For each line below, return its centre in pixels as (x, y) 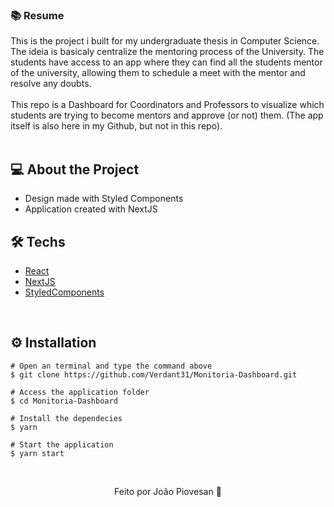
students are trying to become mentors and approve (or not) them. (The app (167, 115)
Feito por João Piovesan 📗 (168, 491)
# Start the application (62, 444)
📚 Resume (37, 15)
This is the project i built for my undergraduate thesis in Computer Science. (165, 41)
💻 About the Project (75, 169)
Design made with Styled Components (104, 199)
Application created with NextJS (91, 209)
